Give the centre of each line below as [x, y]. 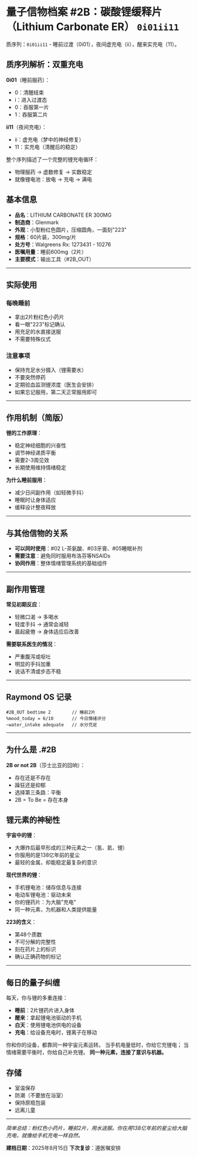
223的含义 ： [21, 922]
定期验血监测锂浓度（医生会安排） [56, 384]
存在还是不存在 [33, 777]
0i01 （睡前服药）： [28, 79]
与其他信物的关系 [37, 533]
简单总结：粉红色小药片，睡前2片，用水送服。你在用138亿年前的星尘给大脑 [97, 1128]
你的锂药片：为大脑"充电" [45, 902]
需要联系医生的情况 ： [32, 644]
